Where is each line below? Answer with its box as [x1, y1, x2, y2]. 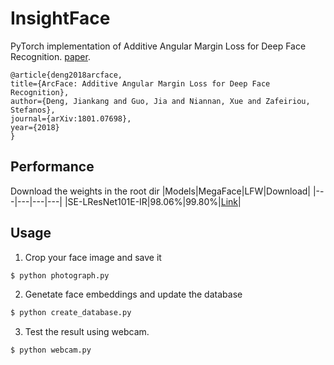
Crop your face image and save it [24, 251, 162, 263]
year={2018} [10, 122, 60, 132]
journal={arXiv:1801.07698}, [10, 113, 132, 124]
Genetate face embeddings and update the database [24, 288, 243, 301]
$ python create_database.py [10, 308, 132, 318]
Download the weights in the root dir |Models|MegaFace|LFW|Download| [10, 185, 312, 197]
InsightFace [10, 7, 111, 30]
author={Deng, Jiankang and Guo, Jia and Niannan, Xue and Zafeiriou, [10, 96, 311, 106]
